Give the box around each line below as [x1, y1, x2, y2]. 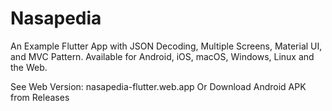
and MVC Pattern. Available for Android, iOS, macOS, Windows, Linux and [10, 50, 315, 62]
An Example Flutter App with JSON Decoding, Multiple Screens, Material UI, [10, 40, 323, 52]
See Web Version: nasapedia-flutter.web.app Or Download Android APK [10, 80, 307, 92]
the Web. [10, 61, 48, 73]
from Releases [10, 91, 70, 103]
